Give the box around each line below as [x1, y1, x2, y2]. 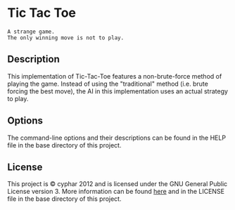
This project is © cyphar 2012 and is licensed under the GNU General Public [7, 180, 228, 188]
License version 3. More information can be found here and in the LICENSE [7, 188, 225, 196]
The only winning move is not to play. [7, 34, 125, 41]
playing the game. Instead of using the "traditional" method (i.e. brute [7, 79, 209, 88]
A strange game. [7, 28, 55, 35]
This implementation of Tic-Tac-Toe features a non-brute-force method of [7, 72, 222, 80]
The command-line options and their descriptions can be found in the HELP [7, 133, 227, 142]
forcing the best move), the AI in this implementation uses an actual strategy [7, 86, 229, 96]
